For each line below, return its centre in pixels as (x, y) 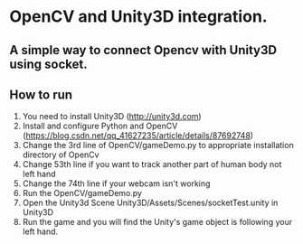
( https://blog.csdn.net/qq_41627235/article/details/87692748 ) (138, 136)
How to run (41, 94)
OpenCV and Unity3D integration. (139, 17)
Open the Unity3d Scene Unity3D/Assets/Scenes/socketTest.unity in (150, 203)
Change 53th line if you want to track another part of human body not (152, 164)
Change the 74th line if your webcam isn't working (116, 183)
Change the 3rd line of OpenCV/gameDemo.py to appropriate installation (158, 145)
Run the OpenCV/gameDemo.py (82, 193)
